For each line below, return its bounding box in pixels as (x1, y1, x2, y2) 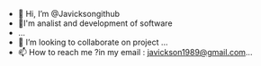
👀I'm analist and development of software (17, 18, 173, 29)
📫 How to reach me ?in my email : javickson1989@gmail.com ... (17, 47, 253, 57)
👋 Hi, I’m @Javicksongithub (17, 9, 120, 19)
